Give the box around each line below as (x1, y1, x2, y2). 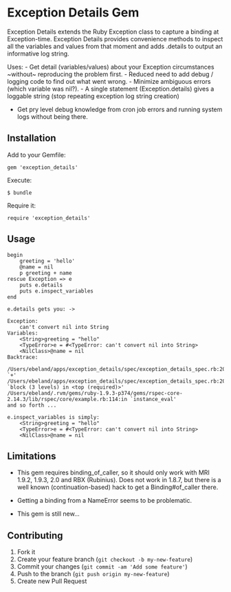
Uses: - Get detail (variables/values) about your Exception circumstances (7, 62, 214, 71)
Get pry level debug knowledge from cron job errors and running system (16, 105, 223, 113)
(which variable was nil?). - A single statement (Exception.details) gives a (7, 84, 214, 93)
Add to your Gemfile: (7, 150, 67, 159)
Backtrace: (7, 354, 38, 361)
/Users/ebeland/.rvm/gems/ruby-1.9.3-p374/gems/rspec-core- (7, 389, 184, 396)
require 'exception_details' (7, 214, 91, 221)
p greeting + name (19, 269, 72, 276)
